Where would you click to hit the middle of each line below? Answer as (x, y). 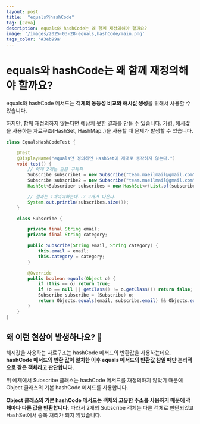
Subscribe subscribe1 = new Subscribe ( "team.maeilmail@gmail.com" (112, 175)
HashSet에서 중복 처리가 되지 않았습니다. (54, 415)
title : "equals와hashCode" (40, 17)
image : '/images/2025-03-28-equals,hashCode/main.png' (76, 34)
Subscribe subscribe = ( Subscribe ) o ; (86, 295)
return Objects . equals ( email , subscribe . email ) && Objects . (114, 301)
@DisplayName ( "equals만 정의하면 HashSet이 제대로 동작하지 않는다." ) (96, 158)
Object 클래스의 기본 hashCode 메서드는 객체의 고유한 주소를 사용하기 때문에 (96, 400)
